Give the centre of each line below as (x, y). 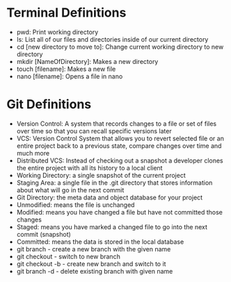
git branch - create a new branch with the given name (94, 249)
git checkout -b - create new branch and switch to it (91, 264)
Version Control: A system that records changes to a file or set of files (117, 124)
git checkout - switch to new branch (69, 256)
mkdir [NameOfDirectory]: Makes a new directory (87, 61)
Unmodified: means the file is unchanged (75, 205)
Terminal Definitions (66, 13)
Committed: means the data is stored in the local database (100, 242)
